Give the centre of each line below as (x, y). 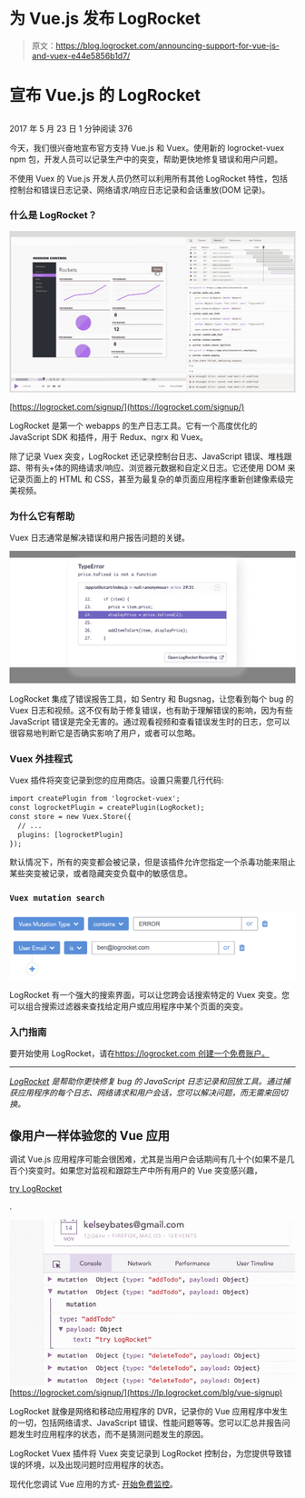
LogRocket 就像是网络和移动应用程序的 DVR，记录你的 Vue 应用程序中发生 (149, 1411)
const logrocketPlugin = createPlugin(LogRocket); (107, 808)
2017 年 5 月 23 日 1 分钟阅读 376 (71, 128)
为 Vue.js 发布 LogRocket (105, 19)
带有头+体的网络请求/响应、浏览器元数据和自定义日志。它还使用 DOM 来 (160, 467)
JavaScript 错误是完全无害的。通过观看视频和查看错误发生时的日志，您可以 (150, 721)
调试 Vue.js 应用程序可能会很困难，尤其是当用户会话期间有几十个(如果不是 (148, 1159)
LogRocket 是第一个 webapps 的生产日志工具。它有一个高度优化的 (133, 425)
